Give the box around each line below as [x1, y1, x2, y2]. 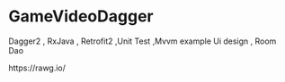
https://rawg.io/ [8, 62, 67, 73]
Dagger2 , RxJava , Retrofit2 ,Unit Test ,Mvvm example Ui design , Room [8, 36, 277, 46]
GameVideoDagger [8, 6, 154, 27]
